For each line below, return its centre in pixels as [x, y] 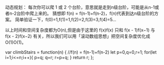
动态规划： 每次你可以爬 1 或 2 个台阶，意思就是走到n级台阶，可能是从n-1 [80, 7]
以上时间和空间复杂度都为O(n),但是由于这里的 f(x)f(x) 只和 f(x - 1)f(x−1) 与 [80, 30]
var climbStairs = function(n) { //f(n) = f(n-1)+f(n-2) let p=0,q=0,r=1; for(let [81, 52]
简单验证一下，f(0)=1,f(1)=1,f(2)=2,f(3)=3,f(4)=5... [65, 19]
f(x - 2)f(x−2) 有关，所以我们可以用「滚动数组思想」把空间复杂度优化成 [78, 36]
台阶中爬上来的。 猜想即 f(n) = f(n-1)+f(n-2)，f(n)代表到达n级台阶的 [85, 13]
